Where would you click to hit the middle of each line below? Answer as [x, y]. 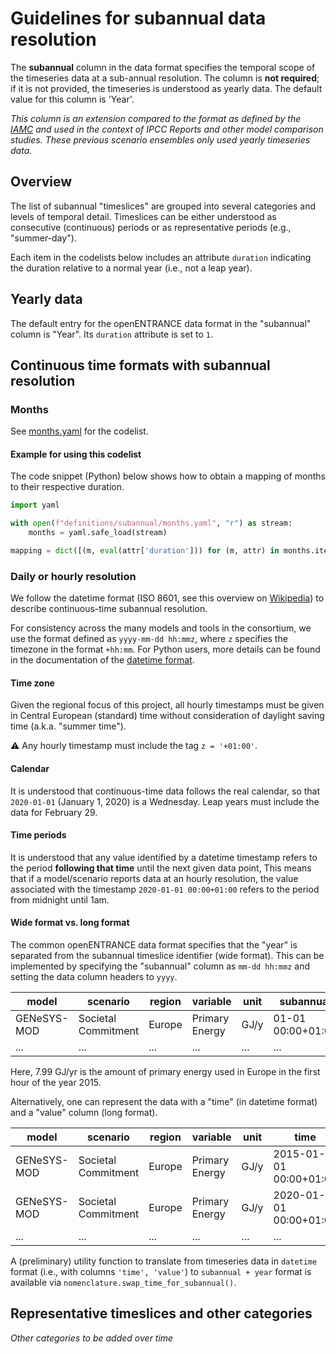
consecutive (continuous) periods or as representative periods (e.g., [151, 227]
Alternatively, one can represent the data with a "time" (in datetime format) [164, 1102]
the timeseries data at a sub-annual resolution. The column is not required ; [165, 78]
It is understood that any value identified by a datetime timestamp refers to [164, 857]
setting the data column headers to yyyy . [94, 977]
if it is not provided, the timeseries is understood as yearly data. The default [166, 88]
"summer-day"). [43, 238]
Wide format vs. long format [70, 923]
